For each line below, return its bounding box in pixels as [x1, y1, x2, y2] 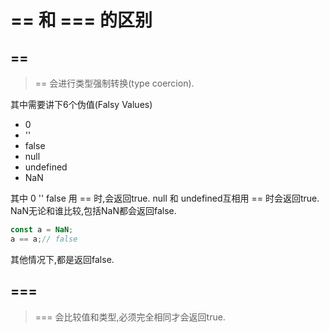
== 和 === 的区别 [10, 9, 153, 32]
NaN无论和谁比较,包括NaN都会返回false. [10, 205, 177, 216]
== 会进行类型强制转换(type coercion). [34, 77, 195, 89]
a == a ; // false [10, 234, 78, 244]
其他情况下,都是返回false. [10, 253, 115, 265]
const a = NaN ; [10, 225, 74, 235]
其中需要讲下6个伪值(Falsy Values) [10, 99, 153, 110]
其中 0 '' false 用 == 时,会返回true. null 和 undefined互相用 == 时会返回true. [10, 192, 320, 204]
